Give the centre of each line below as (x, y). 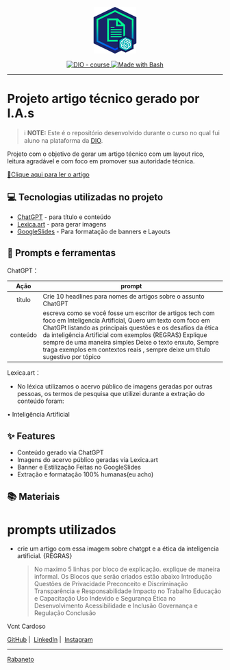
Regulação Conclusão (65, 613)
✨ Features (31, 436)
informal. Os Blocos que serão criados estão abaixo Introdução (123, 577)
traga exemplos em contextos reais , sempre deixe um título (127, 349)
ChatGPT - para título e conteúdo (64, 217)
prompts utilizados (62, 530)
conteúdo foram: (40, 401)
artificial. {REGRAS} (44, 556)
